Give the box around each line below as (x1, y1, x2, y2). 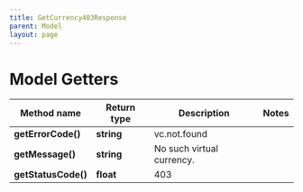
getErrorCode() (14, 128, 81, 141)
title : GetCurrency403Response (9, 13, 127, 23)
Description (179, 107, 230, 120)
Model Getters (9, 69, 119, 89)
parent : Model (9, 22, 63, 31)
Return (106, 101, 136, 114)
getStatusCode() (14, 169, 87, 181)
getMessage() (14, 148, 77, 160)
